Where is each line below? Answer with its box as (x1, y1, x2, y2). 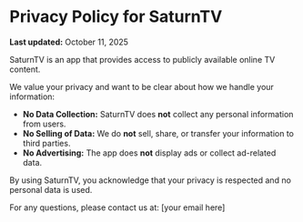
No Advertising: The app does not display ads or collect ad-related (22, 147, 277, 158)
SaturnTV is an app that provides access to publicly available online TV (9, 54, 276, 65)
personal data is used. (9, 184, 93, 195)
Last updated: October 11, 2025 (9, 36, 129, 47)
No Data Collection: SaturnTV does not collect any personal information (22, 108, 294, 119)
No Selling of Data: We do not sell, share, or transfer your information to (22, 127, 294, 138)
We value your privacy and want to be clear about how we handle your (9, 81, 275, 92)
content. (9, 64, 41, 75)
